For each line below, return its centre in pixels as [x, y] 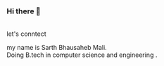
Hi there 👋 [24, 11]
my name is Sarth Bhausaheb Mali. [57, 48]
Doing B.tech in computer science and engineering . [82, 55]
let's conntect [26, 34]
